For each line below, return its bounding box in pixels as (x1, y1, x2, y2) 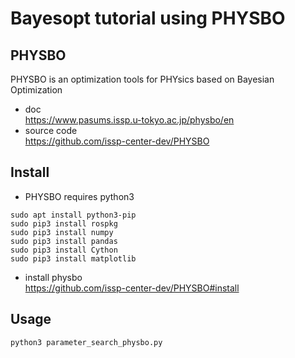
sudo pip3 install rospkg (10, 218, 118, 229)
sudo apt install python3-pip (10, 210, 137, 220)
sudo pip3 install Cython (10, 245, 118, 255)
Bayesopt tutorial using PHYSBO (10, 7, 286, 30)
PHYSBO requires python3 (24, 190, 135, 202)
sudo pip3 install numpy (10, 227, 114, 237)
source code (24, 125, 78, 136)
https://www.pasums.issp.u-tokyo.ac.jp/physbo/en (24, 114, 235, 126)
